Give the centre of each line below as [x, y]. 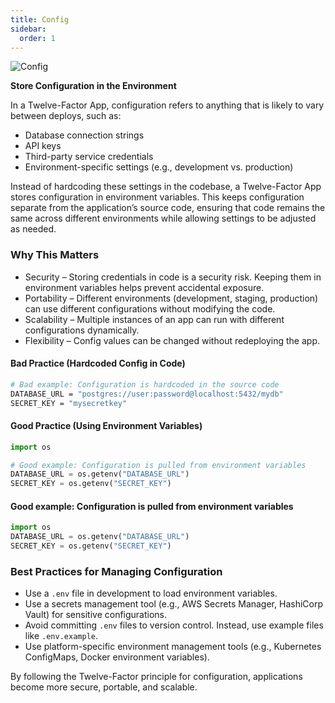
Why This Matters [55, 255]
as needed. [33, 229]
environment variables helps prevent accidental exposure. [144, 287]
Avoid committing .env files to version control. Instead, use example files [174, 625]
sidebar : [28, 29]
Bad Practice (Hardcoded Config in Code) [98, 363]
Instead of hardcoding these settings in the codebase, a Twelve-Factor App [166, 187]
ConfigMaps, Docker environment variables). [117, 657]
